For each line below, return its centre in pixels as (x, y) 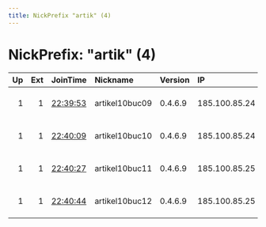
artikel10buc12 (123, 201)
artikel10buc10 (123, 135)
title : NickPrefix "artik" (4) (60, 15)
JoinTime (69, 80)
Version (175, 80)
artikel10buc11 (123, 168)
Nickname (114, 80)
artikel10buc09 (123, 103)
